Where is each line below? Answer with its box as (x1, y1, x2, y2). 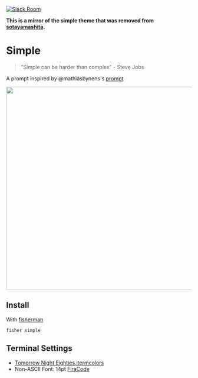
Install (6, 300, 29, 310)
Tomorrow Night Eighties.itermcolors (14, 359, 104, 366)
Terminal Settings (6, 343, 72, 354)
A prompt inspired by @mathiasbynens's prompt (6, 74, 124, 82)
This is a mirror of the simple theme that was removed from (6, 17, 154, 24)
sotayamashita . (6, 24, 45, 30)
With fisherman (6, 316, 44, 323)
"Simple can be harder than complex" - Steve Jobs (20, 63, 144, 70)
